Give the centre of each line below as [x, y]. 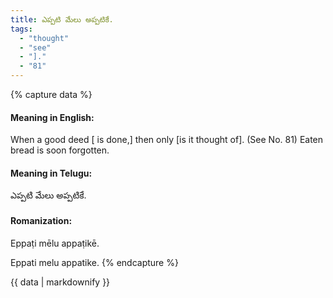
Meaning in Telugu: [51, 173]
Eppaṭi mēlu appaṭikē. [55, 243]
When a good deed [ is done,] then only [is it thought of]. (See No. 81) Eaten [167, 140]
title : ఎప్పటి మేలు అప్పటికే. [62, 19]
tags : [21, 29]
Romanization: [41, 220]
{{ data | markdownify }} [60, 282]
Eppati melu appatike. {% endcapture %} [94, 262]
